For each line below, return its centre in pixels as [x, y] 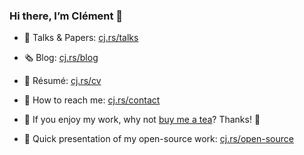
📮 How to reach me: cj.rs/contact [92, 100]
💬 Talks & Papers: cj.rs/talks [81, 38]
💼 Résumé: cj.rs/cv [62, 81]
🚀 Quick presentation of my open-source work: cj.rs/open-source [158, 139]
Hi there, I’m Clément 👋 [66, 16]
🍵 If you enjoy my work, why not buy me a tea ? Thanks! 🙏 [142, 120]
